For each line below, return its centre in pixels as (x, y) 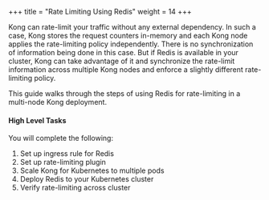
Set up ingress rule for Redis (67, 154)
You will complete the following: (61, 138)
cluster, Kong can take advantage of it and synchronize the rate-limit (122, 61)
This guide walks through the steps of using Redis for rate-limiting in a (124, 94)
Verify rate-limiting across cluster (75, 188)
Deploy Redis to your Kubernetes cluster (87, 179)
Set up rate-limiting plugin (63, 162)
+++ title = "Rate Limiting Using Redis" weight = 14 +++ (100, 12)
